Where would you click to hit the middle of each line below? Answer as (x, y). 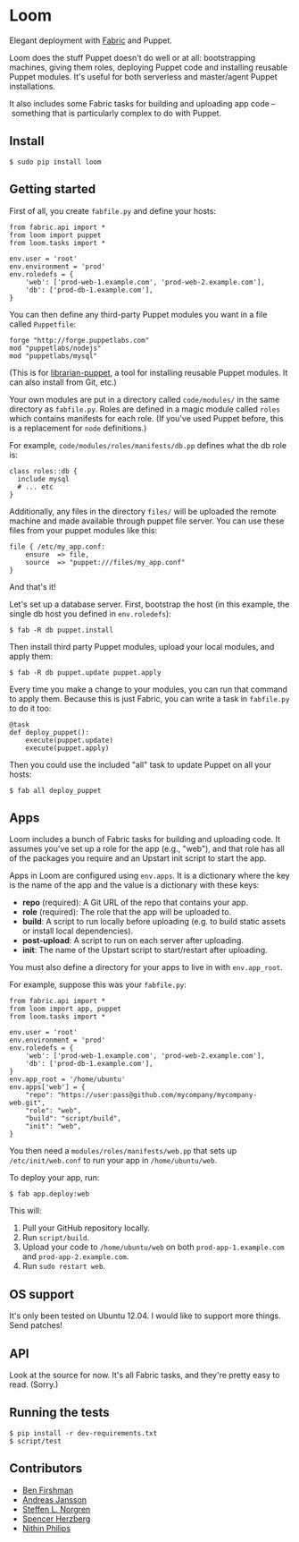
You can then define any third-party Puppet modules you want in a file (138, 314)
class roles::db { (43, 471)
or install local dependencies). (78, 931)
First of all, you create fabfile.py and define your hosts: (113, 210)
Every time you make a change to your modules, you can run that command (149, 689)
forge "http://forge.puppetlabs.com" (79, 340)
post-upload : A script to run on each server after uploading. (133, 941)
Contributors (46, 1469)
